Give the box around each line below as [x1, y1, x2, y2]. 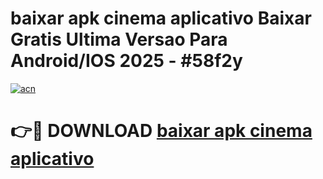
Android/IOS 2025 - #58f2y [10, 50, 243, 72]
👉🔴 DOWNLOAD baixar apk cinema [10, 120, 313, 142]
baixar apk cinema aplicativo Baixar [10, 7, 312, 30]
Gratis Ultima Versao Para [10, 28, 228, 51]
